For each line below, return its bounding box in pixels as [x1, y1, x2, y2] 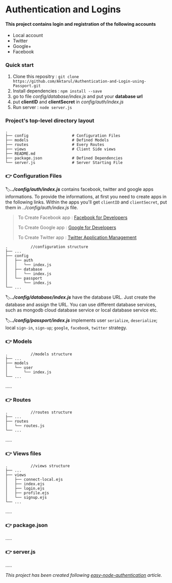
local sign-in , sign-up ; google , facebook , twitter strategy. [5, 325, 127, 331]
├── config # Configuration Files [5, 133, 121, 138]
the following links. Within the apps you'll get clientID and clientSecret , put [5, 199, 167, 205]
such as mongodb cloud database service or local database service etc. [5, 307, 158, 313]
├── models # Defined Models [5, 137, 109, 142]
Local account [12, 32, 43, 39]
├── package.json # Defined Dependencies [5, 155, 123, 160]
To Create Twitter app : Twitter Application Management [17, 234, 137, 241]
